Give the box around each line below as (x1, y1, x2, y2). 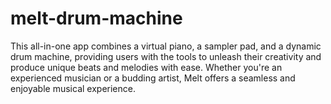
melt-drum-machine (10, 7, 183, 30)
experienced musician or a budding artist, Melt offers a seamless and (10, 72, 296, 84)
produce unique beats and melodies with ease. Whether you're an (10, 61, 283, 73)
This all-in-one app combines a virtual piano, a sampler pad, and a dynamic (10, 40, 322, 52)
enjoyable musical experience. (10, 82, 136, 94)
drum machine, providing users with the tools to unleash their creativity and (10, 50, 322, 62)
